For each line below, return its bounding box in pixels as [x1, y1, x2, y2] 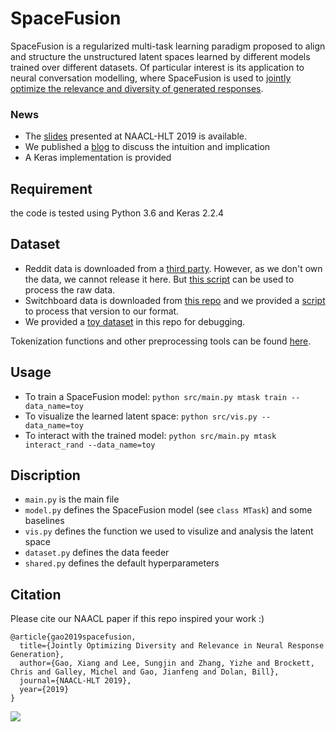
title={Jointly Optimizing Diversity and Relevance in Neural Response [19, 641, 325, 651]
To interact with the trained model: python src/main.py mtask [24, 429, 277, 441]
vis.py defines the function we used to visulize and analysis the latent [24, 525, 314, 537]
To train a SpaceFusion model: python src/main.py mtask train [24, 390, 287, 402]
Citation [10, 586, 62, 603]
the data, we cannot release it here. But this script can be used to [24, 273, 295, 285]
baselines [24, 515, 65, 527]
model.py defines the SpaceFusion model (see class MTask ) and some [24, 504, 313, 516]
